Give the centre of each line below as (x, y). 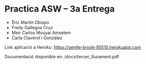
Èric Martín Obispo (30, 22)
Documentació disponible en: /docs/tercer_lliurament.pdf (62, 56)
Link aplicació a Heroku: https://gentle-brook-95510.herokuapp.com (73, 47)
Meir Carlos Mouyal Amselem (41, 32)
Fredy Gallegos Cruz (32, 27)
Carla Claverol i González (37, 38)
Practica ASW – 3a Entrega (60, 9)
